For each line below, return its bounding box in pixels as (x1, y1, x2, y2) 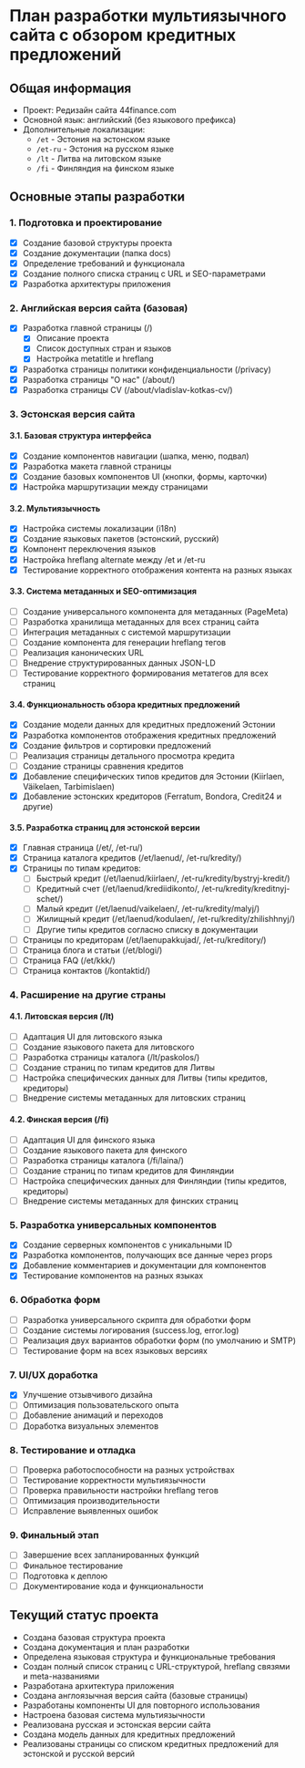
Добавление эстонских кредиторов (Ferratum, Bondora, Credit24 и (22, 791, 282, 801)
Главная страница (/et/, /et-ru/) (22, 843, 144, 853)
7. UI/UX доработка (9, 1369, 98, 1381)
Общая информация (9, 80, 132, 96)
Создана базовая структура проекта (22, 1631, 166, 1642)
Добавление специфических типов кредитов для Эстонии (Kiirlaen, (22, 770, 285, 781)
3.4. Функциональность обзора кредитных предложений (9, 698, 240, 709)
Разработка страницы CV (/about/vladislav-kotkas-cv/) (22, 384, 234, 395)
